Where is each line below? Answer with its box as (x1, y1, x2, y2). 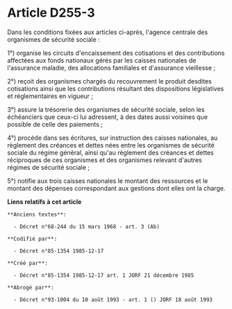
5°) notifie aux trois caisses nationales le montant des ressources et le (7, 176, 208, 185)
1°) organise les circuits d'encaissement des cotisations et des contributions (7, 49, 225, 57)
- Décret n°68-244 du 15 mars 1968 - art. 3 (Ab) (13, 223, 160, 230)
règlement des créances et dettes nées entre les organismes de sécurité (7, 141, 215, 149)
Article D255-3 (7, 5, 95, 21)
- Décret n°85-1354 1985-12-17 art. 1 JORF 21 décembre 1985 (13, 271, 194, 279)
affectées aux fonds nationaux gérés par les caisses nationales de (7, 56, 197, 64)
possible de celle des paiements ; (7, 120, 103, 128)
